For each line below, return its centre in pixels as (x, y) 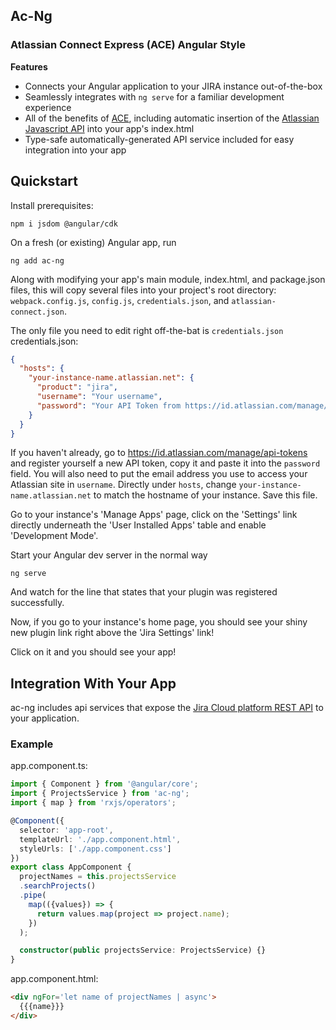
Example (32, 744)
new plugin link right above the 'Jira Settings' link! (112, 633)
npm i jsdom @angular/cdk (64, 224)
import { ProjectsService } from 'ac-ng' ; (100, 794)
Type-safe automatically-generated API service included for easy (159, 139)
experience (48, 107)
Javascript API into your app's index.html (109, 128)
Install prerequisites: (52, 205)
